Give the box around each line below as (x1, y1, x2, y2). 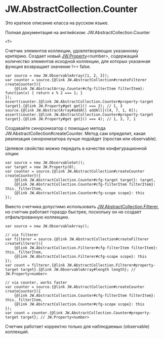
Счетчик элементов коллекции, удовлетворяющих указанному (5, 48, 139, 54)
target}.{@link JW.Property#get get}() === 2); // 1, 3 (5, 103, 123, 109)
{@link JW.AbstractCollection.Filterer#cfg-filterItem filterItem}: (14, 245, 158, 250)
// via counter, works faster (5, 280, 68, 285)
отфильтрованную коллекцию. (5, 214, 70, 220)
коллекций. (5, 329, 29, 335)
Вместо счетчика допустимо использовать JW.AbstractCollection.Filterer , (5, 203, 160, 209)
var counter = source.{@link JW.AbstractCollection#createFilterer (5, 77, 147, 82)
